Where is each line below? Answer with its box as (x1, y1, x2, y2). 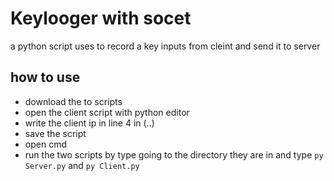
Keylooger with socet (10, 7, 192, 30)
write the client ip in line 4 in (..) (24, 117, 155, 129)
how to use (10, 69, 81, 86)
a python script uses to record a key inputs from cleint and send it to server (10, 40, 321, 52)
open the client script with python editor (24, 106, 190, 118)
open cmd (24, 138, 67, 150)
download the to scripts (24, 95, 123, 107)
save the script (24, 127, 87, 139)
